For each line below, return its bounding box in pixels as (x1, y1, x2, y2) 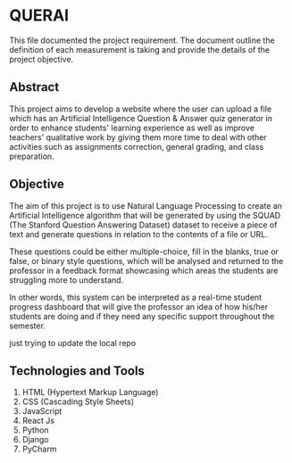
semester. (9, 320, 46, 331)
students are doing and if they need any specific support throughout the (9, 310, 275, 321)
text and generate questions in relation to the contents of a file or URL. (9, 228, 268, 239)
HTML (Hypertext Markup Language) (21, 387, 159, 398)
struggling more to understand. (9, 274, 124, 285)
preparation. (9, 151, 55, 161)
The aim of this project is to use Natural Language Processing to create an (9, 200, 283, 211)
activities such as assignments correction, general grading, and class (9, 141, 264, 152)
